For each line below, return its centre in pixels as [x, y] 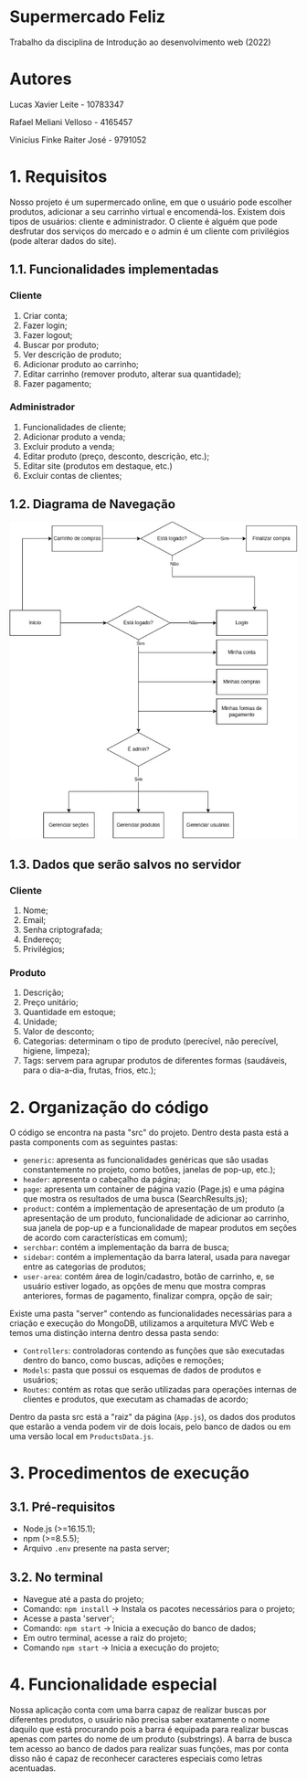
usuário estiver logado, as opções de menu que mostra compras [144, 1287]
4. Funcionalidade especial [113, 1685]
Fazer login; [45, 325]
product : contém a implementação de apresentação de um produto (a [153, 1209]
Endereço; [42, 939]
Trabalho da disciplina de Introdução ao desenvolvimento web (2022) [140, 42]
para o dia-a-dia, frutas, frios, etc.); [90, 1070]
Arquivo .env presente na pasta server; [96, 1548]
